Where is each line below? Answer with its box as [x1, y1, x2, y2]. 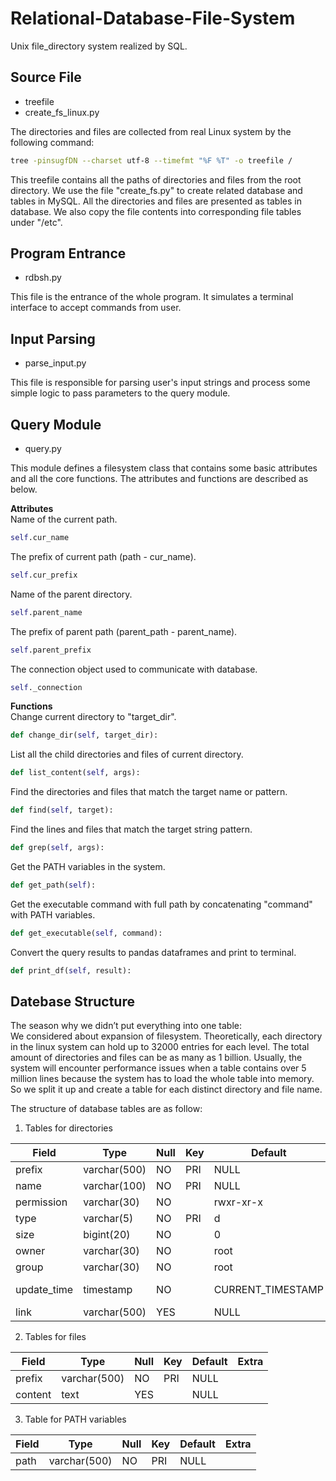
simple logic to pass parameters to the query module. [10, 387, 231, 399]
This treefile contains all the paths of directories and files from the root [10, 173, 302, 186]
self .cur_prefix [10, 570, 78, 580]
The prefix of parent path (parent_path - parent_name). [10, 625, 238, 637]
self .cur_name [10, 533, 70, 543]
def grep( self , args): [10, 843, 105, 853]
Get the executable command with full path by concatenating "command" [10, 898, 313, 910]
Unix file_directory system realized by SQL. [10, 40, 188, 52]
